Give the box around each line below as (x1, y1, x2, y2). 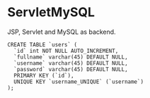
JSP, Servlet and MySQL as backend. (7, 27, 116, 36)
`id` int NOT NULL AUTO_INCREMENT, (13, 47, 119, 54)
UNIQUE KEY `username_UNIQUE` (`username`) (13, 78, 144, 85)
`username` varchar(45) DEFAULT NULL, (13, 59, 129, 67)
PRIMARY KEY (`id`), (13, 72, 74, 79)
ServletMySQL (7, 4, 96, 20)
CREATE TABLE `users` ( (7, 41, 78, 48)
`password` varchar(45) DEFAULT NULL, (13, 66, 129, 73)
